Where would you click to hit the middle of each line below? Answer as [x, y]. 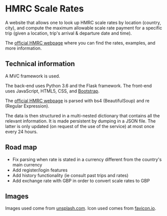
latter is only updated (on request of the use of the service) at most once [80, 126]
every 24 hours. [21, 131]
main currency [27, 164]
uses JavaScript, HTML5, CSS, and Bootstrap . [52, 91]
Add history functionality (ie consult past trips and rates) [70, 175]
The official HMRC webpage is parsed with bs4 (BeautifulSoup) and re [77, 100]
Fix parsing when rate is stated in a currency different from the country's [87, 159]
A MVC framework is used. [33, 76]
